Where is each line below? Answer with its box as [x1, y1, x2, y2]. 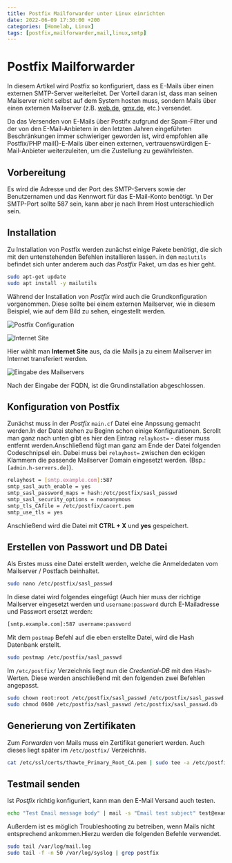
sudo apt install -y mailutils [7, 280, 97, 287]
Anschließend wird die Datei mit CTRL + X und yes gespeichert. [7, 521, 189, 530]
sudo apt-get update [7, 273, 67, 280]
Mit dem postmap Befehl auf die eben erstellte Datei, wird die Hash [7, 633, 195, 642]
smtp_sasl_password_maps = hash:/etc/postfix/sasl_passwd [7, 489, 177, 497]
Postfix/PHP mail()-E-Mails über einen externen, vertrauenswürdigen [7, 139, 204, 148]
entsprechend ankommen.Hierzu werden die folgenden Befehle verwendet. [7, 830, 222, 838]
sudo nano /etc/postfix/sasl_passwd [7, 581, 113, 588]
